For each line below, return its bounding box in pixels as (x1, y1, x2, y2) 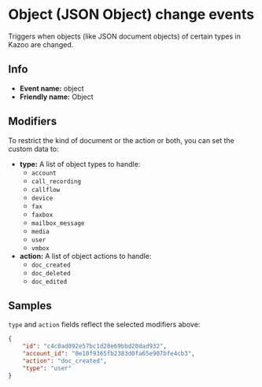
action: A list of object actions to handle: (19, 251, 152, 260)
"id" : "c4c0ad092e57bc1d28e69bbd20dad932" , (22, 342, 168, 351)
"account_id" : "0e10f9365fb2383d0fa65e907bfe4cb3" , (22, 350, 195, 358)
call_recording (31, 177, 81, 186)
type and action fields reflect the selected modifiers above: (8, 320, 201, 330)
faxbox (31, 211, 54, 219)
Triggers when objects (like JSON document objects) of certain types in (8, 31, 242, 41)
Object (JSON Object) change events (8, 6, 254, 24)
